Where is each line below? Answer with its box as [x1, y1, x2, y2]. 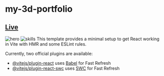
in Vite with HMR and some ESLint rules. [5, 41, 87, 47]
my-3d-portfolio [5, 3, 73, 15]
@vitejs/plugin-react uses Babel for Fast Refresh [12, 60, 111, 66]
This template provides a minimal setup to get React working [36, 36, 160, 42]
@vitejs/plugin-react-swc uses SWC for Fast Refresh [12, 65, 120, 71]
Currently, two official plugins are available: [5, 51, 93, 56]
